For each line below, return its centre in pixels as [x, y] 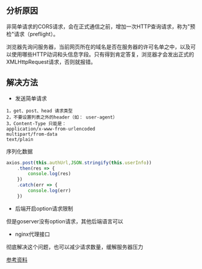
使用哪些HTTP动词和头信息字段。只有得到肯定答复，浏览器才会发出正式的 [103, 54]
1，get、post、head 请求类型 [40, 111]
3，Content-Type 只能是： [36, 123]
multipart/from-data [32, 134]
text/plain [20, 139]
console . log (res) [49, 174]
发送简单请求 [31, 98]
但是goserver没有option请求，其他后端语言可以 [65, 221]
